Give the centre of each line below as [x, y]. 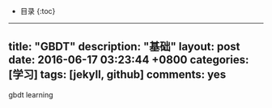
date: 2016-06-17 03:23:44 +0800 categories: [129, 60]
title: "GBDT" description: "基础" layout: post [124, 47]
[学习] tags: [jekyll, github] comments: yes [117, 75]
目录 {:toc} [38, 11]
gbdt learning [31, 94]
